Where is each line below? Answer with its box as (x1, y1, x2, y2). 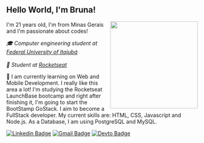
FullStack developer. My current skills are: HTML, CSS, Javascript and (6, 111, 182, 119)
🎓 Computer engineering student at (6, 39, 98, 47)
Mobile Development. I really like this (6, 79, 98, 87)
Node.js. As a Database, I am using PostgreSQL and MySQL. (6, 118, 157, 125)
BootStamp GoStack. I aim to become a (6, 105, 105, 112)
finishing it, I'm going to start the (6, 98, 88, 105)
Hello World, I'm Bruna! (6, 5, 96, 15)
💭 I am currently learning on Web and (6, 73, 100, 80)
